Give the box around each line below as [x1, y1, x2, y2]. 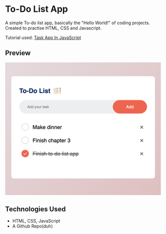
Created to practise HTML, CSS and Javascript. [5, 25, 102, 31]
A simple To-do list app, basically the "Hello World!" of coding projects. [5, 20, 150, 26]
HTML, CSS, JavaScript [12, 218, 61, 224]
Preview [5, 49, 31, 57]
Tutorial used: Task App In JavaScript [5, 35, 82, 40]
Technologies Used [5, 205, 66, 213]
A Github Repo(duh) [12, 223, 53, 229]
